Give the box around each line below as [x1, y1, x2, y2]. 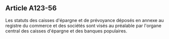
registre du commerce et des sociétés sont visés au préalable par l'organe [5, 22, 162, 28]
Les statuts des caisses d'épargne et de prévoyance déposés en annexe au [5, 17, 164, 23]
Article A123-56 [5, 4, 57, 12]
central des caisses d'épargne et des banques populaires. [5, 27, 128, 34]
